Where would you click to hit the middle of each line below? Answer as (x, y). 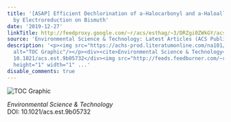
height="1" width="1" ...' (52, 65)
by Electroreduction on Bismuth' (61, 20)
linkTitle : (23, 33)
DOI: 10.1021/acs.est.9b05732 (49, 112)
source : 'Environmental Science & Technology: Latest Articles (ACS (107, 39)
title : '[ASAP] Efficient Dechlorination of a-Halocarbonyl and (101, 13)
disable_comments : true (41, 71)
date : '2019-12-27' (35, 26)
